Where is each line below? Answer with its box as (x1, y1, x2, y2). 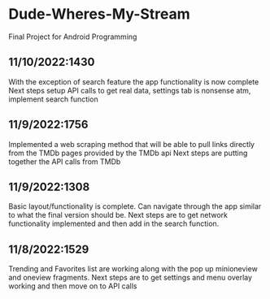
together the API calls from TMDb (8, 156, 121, 167)
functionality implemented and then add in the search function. (8, 219, 220, 228)
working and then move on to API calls (8, 281, 137, 291)
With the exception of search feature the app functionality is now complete (8, 76, 259, 86)
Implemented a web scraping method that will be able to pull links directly (8, 139, 255, 149)
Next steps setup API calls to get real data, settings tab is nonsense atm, (8, 85, 251, 95)
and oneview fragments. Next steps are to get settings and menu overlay (8, 273, 253, 283)
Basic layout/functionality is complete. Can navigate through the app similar (8, 201, 262, 211)
